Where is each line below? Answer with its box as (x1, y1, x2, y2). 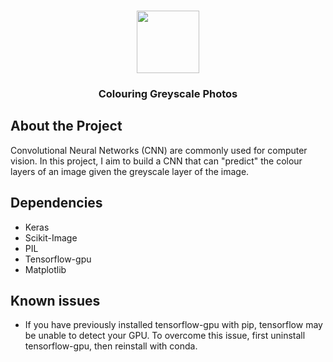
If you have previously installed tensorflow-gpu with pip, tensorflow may (24, 319, 323, 331)
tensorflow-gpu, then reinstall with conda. (24, 340, 198, 352)
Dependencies (10, 195, 103, 212)
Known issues (10, 292, 101, 309)
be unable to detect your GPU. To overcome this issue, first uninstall (24, 330, 306, 342)
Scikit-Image (24, 231, 78, 244)
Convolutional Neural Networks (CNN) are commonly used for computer (10, 144, 308, 156)
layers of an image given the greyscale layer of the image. (10, 165, 250, 177)
